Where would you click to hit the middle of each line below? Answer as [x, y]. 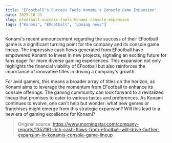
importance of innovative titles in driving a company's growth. [70, 72]
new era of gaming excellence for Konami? [50, 114]
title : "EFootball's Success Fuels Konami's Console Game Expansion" [81, 10]
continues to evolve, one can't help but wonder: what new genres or [77, 104]
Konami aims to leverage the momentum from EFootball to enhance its [79, 87]
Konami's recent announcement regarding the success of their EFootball [82, 39]
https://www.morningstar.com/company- [96, 124]
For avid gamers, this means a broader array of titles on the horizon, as [80, 81]
